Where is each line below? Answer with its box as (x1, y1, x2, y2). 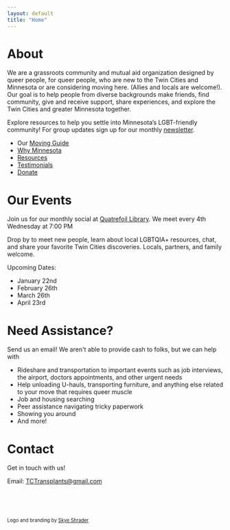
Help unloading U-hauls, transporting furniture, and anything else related (16, 380, 223, 389)
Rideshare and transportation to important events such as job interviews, (16, 366, 223, 374)
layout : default (7, 10, 54, 17)
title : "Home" (7, 16, 48, 23)
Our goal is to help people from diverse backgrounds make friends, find (7, 91, 209, 99)
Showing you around (16, 410, 76, 418)
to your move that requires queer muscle (16, 388, 133, 396)
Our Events (7, 192, 72, 208)
